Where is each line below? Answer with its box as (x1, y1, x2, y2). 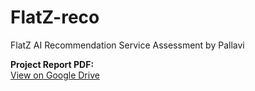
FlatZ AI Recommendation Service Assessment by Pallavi (10, 39, 245, 51)
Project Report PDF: (10, 58, 95, 70)
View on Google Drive (10, 69, 100, 81)
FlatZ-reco (10, 6, 100, 29)
